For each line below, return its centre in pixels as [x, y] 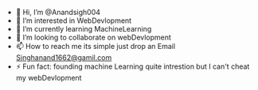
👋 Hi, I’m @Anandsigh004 [58, 12]
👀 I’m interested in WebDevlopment [74, 21]
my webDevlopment [49, 78]
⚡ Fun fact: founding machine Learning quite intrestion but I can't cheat [133, 66]
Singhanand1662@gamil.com [64, 58]
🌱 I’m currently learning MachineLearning [84, 29]
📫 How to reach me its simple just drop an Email [96, 46]
